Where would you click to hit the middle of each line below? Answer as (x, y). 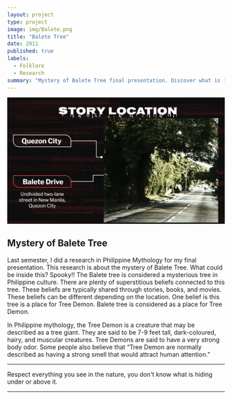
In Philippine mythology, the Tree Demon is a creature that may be (101, 325)
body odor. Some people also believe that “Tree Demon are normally (105, 347)
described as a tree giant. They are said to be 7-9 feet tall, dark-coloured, (112, 332)
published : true (30, 51)
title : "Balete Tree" (38, 37)
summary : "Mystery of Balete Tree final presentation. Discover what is (114, 80)
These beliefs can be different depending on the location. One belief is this (113, 296)
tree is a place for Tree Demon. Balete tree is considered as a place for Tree (115, 304)
